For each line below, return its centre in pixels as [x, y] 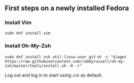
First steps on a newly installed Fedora [67, 8]
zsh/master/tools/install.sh [36, 66]
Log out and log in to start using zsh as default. [54, 75]
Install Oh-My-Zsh [28, 46]
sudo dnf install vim [28, 33]
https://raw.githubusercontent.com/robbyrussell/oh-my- [65, 61]
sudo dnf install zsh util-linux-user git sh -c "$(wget [66, 57]
